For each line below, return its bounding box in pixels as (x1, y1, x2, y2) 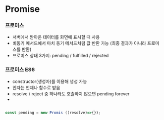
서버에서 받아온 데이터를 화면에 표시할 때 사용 (12, 34, 100, 40)
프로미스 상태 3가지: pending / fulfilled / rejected (12, 53, 109, 59)
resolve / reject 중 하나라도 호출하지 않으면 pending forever (12, 90, 130, 97)
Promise (5, 3, 40, 15)
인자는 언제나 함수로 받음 (12, 84, 60, 90)
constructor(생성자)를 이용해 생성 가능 (12, 78, 87, 84)
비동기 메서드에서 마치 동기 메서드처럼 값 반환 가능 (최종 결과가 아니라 (12, 40, 146, 46)
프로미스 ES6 (5, 66, 35, 73)
